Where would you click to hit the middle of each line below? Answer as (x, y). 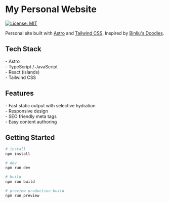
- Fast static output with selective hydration (50, 105)
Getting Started (30, 137)
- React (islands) (23, 72)
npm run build (20, 181)
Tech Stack (23, 49)
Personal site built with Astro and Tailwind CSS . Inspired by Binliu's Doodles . (85, 33)
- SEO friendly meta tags (31, 116)
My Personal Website (51, 9)
